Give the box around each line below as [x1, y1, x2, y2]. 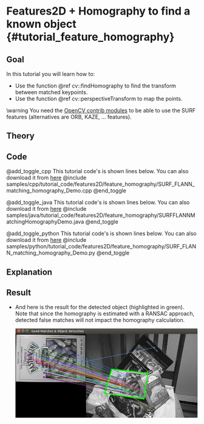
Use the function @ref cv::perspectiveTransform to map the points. [15, 95, 183, 102]
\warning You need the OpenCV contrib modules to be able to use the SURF [6, 107, 196, 114]
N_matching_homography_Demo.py [6, 249, 95, 256]
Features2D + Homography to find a [6, 4, 191, 18]
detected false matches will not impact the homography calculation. [15, 316, 185, 324]
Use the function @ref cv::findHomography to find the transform [15, 82, 176, 89]
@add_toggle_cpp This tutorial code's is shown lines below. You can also [6, 168, 189, 175]
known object [6, 17, 77, 31]
